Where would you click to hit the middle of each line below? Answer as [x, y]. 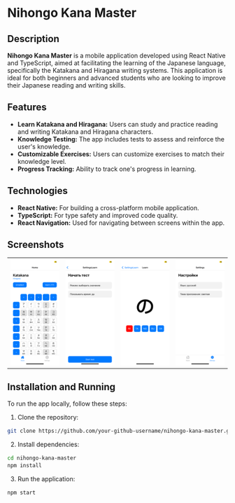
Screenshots [36, 245]
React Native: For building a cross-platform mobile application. [108, 207]
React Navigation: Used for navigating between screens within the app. [121, 223]
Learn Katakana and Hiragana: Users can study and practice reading [117, 124]
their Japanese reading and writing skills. [66, 85]
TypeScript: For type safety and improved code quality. [98, 215]
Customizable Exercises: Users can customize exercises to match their [121, 154]
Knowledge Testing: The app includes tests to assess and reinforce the [121, 139]
